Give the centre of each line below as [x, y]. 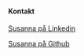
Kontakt [22, 11]
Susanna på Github [39, 44]
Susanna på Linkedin [42, 28]
